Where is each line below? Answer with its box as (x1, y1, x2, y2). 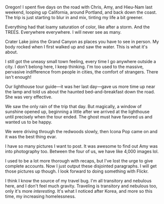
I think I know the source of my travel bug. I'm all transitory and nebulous (5, 178, 152, 183)
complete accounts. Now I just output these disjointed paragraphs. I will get (5, 163, 157, 169)
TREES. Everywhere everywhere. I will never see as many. (5, 29, 122, 35)
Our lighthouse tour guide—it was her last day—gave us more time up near (5, 84, 155, 90)
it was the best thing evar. (5, 134, 57, 139)
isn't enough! (5, 74, 32, 80)
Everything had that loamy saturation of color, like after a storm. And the (5, 24, 150, 30)
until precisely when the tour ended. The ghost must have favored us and (5, 114, 153, 119)
